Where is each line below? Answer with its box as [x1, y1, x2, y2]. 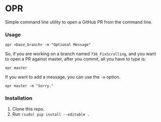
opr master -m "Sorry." [5, 83, 54, 88]
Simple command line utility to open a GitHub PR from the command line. [5, 19, 153, 25]
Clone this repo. [12, 106, 45, 112]
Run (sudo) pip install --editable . [12, 111, 90, 117]
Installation [5, 95, 33, 102]
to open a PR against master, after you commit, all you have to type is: [5, 56, 146, 62]
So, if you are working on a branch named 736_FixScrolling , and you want [5, 51, 156, 57]
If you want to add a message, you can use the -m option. [5, 74, 121, 80]
